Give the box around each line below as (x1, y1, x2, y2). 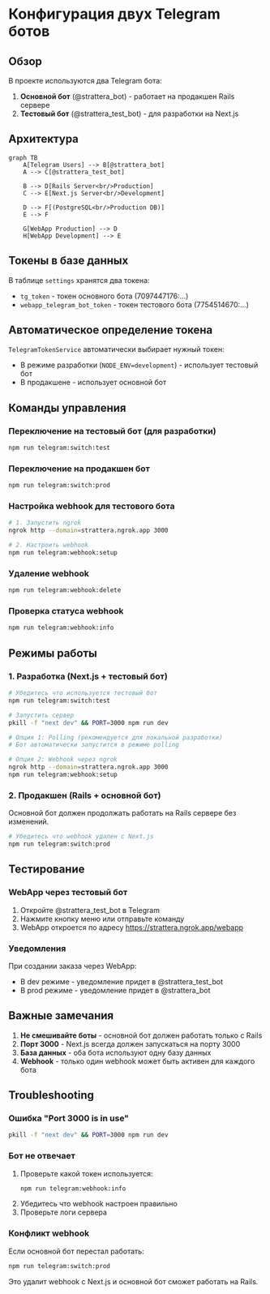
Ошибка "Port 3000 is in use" (8, 1112, 130, 1124)
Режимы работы (8, 646, 97, 660)
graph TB (8, 153, 38, 162)
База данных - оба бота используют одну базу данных (19, 1048, 212, 1057)
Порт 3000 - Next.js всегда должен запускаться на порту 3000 (19, 1039, 241, 1048)
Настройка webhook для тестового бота (8, 500, 175, 512)
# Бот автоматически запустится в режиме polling (8, 741, 180, 749)
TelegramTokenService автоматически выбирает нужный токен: (8, 345, 225, 354)
